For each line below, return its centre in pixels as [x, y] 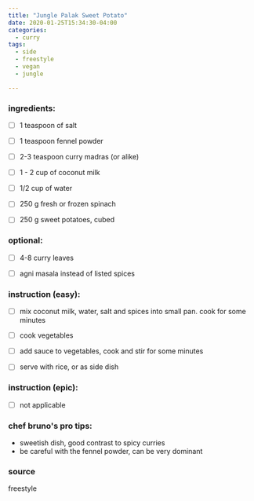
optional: [25, 240]
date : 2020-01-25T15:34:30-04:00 [63, 23]
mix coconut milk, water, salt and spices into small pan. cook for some [133, 312]
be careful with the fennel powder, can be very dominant [111, 451]
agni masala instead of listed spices [77, 273]
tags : [17, 45]
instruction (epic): [43, 388]
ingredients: [32, 108]
